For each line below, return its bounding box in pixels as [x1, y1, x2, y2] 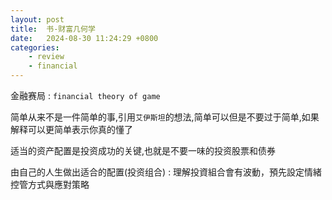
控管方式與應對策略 [10, 179, 90, 190]
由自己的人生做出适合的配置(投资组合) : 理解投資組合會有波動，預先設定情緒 [10, 166, 323, 178]
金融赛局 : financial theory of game [10, 90, 161, 101]
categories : [10, 42, 60, 53]
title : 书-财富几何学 [10, 24, 96, 34]
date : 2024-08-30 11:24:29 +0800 [10, 33, 159, 43]
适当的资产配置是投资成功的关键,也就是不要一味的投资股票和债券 [10, 145, 277, 156]
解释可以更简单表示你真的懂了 [10, 124, 133, 135]
